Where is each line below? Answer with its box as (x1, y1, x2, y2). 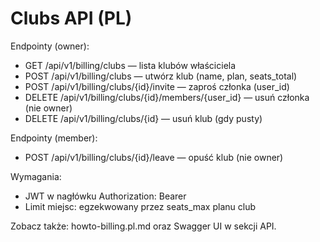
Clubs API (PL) (10, 7, 133, 30)
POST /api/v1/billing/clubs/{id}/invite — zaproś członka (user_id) (24, 80, 290, 92)
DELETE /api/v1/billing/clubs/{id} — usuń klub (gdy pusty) (24, 112, 263, 124)
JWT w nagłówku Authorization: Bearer (24, 190, 187, 202)
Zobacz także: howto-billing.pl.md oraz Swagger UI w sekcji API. (10, 220, 277, 232)
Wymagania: (10, 170, 62, 182)
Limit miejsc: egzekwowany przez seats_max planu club (24, 200, 256, 212)
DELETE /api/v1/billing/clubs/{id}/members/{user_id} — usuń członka (24, 91, 310, 103)
